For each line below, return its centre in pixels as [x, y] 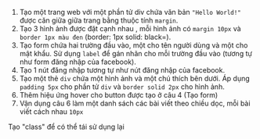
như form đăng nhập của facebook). [78, 62]
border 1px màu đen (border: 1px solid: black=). [95, 37]
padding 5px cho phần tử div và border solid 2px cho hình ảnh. [122, 87]
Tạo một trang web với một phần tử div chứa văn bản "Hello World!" [130, 12]
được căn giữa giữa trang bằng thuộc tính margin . [99, 20]
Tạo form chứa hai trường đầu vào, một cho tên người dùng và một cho [134, 45]
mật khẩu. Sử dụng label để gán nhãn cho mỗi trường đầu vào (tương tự [136, 53]
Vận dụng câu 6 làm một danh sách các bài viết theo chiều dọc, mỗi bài [135, 103]
